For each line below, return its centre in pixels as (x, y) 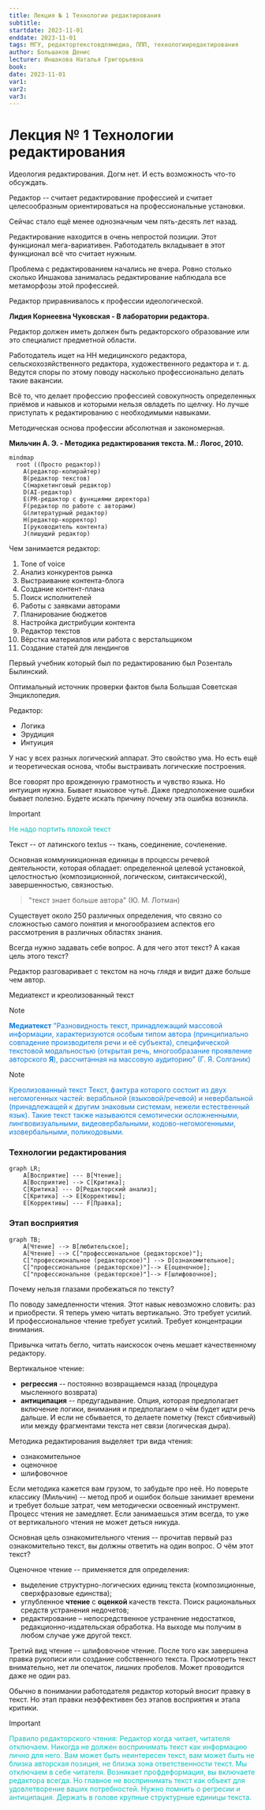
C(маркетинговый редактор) (67, 486)
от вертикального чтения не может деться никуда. (95, 1522)
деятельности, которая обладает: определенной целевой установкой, (127, 868)
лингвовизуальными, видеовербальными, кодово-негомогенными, (122, 1124)
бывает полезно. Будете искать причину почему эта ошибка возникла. (129, 798)
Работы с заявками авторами (70, 606)
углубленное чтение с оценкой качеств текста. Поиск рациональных (138, 1601)
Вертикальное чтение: (47, 1368)
